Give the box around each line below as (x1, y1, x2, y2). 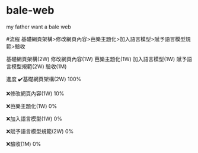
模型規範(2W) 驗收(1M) (11, 63, 67, 70)
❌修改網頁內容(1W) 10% (6, 90, 65, 97)
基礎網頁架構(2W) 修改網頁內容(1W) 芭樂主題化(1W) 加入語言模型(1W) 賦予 (6, 55, 187, 62)
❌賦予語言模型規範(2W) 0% (6, 128, 74, 135)
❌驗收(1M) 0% (6, 140, 41, 147)
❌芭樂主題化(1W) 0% (6, 102, 58, 110)
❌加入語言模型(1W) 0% (6, 115, 62, 122)
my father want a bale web (6, 23, 71, 30)
